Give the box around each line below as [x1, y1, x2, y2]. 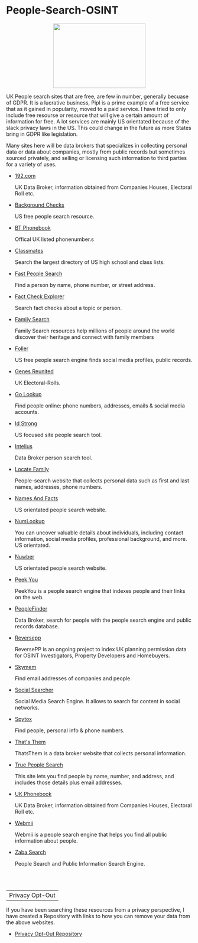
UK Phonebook [14, 790, 52, 797]
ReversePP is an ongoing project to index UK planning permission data [14, 645, 187, 652]
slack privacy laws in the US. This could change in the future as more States [6, 124, 191, 131]
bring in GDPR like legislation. [6, 130, 78, 138]
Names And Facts [14, 494, 59, 502]
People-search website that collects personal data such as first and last [14, 477, 190, 484]
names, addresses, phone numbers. [14, 483, 103, 490]
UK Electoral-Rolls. [14, 379, 61, 386]
